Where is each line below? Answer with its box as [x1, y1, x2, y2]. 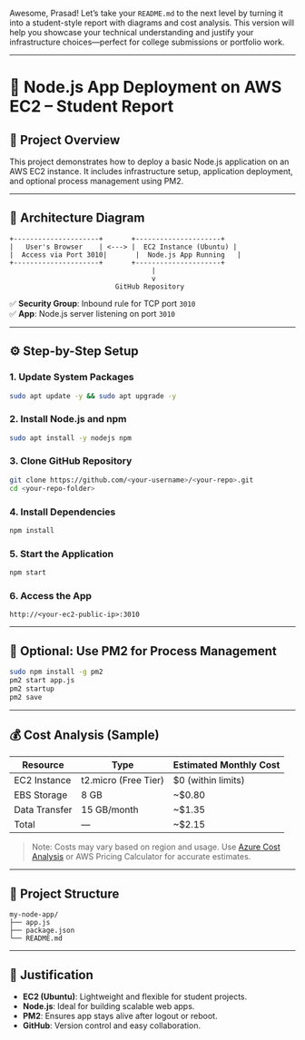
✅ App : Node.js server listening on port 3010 [9, 308, 175, 319]
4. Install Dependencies [9, 505, 116, 518]
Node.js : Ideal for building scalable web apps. [22, 1000, 195, 1011]
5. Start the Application [9, 547, 114, 560]
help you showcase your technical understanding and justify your [9, 27, 254, 37]
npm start [9, 568, 47, 577]
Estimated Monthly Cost [172, 759, 280, 771]
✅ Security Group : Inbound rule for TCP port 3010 [9, 298, 196, 309]
